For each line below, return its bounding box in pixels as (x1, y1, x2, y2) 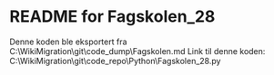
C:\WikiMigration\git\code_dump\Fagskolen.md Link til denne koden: (9, 45, 266, 56)
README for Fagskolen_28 (9, 6, 216, 27)
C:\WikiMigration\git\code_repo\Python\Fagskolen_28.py (9, 55, 221, 66)
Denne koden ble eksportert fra (9, 36, 127, 47)
